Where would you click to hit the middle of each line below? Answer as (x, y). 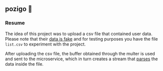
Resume (15, 23)
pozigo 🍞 (19, 9)
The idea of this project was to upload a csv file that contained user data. (79, 34)
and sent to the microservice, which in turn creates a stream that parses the (81, 59)
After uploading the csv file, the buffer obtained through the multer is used (80, 53)
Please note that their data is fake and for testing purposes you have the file (81, 39)
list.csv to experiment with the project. (46, 44)
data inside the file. (24, 64)
